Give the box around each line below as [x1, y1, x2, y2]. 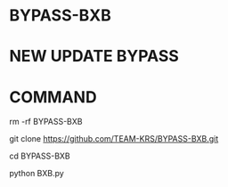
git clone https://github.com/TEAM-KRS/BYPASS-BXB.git [9, 134, 219, 144]
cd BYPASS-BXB [9, 150, 71, 161]
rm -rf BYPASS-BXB [9, 117, 83, 127]
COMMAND [9, 86, 97, 107]
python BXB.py [9, 168, 64, 179]
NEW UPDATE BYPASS [9, 46, 180, 67]
